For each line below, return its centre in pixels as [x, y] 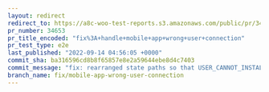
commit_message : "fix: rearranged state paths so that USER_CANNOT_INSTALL [137, 68]
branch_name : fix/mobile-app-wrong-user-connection [96, 75]
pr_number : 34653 [37, 30]
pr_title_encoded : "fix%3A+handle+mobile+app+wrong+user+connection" [126, 38]
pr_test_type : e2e [38, 46]
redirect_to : [29, 23]
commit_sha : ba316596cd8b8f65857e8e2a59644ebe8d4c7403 [101, 61]
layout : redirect [37, 16]
